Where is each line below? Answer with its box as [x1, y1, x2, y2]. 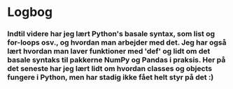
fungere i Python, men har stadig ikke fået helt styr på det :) [7, 72, 214, 82]
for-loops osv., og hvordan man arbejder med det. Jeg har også [7, 38, 227, 47]
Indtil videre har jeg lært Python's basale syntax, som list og [7, 29, 216, 39]
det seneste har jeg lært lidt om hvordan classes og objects [7, 64, 212, 74]
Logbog [7, 4, 53, 20]
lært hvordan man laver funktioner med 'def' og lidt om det [7, 47, 211, 56]
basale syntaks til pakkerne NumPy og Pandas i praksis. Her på [7, 55, 226, 65]
